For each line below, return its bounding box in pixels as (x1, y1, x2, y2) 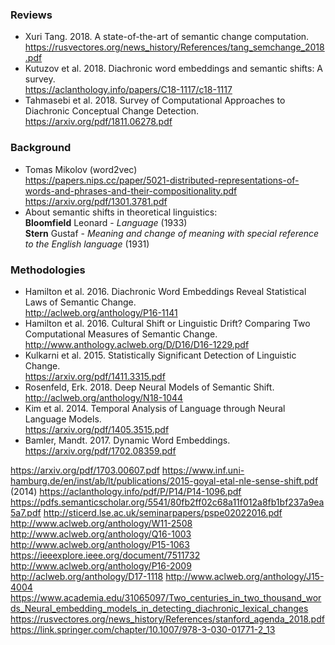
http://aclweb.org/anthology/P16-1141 (24, 306, 178, 318)
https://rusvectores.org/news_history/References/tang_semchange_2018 (24, 41, 325, 53)
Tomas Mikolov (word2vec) (24, 163, 138, 175)
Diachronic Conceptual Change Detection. (24, 105, 199, 117)
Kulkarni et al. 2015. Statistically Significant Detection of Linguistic (24, 349, 297, 361)
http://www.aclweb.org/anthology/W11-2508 (10, 517, 193, 529)
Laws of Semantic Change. (24, 296, 137, 308)
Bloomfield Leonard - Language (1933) (24, 216, 188, 228)
